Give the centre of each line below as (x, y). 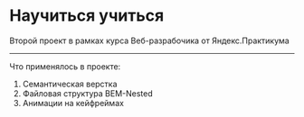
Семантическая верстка (70, 84)
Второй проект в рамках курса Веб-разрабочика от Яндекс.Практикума (149, 40)
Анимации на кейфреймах (73, 103)
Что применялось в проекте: (65, 66)
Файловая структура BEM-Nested (87, 93)
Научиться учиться (87, 16)
